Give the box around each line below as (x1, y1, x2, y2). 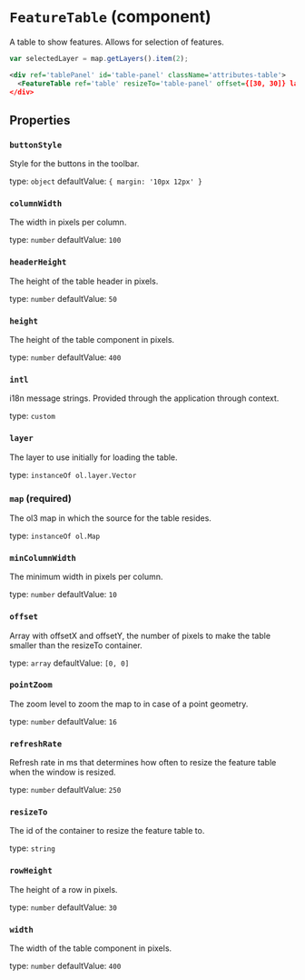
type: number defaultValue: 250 (9, 785, 122, 795)
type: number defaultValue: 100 (9, 235, 122, 245)
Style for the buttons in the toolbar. (9, 158, 140, 169)
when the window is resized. (9, 766, 116, 778)
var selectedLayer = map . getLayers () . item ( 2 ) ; (9, 54, 189, 63)
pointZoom (9, 680, 53, 690)
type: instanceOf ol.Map (9, 530, 101, 541)
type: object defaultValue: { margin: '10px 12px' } (9, 175, 202, 187)
